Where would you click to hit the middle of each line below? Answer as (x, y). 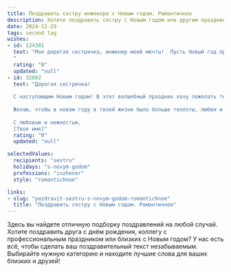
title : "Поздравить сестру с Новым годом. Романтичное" (95, 205)
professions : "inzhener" (49, 173)
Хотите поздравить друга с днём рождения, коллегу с (87, 232)
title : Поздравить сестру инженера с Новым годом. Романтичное (100, 13)
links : (16, 192)
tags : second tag (32, 33)
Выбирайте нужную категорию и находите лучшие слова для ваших (107, 254)
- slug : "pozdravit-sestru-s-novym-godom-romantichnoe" (89, 198)
